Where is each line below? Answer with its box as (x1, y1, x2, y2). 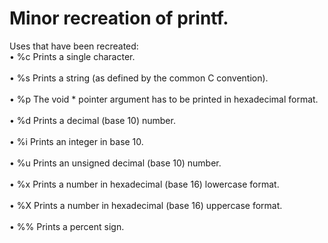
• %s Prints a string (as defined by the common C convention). (9, 72, 269, 84)
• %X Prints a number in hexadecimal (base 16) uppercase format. (9, 199, 283, 211)
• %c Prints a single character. (9, 50, 136, 62)
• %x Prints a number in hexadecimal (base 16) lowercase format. (9, 178, 280, 190)
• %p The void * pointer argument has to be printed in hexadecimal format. (9, 93, 319, 105)
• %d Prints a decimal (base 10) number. (9, 114, 176, 126)
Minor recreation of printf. (9, 7, 229, 30)
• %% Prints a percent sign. (9, 220, 125, 232)
